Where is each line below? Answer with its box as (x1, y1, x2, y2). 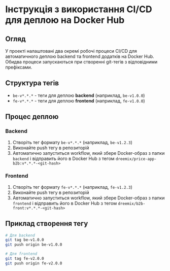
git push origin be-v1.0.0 (5, 242, 62, 247)
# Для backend (5, 232, 36, 238)
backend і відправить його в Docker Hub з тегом (12, 155, 115, 161)
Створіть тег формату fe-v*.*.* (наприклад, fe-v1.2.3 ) (12, 184, 133, 190)
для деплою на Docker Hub (5, 14, 125, 26)
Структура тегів (5, 79, 59, 87)
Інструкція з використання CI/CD (5, 4, 152, 15)
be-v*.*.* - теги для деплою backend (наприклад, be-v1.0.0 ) (12, 92, 145, 98)
